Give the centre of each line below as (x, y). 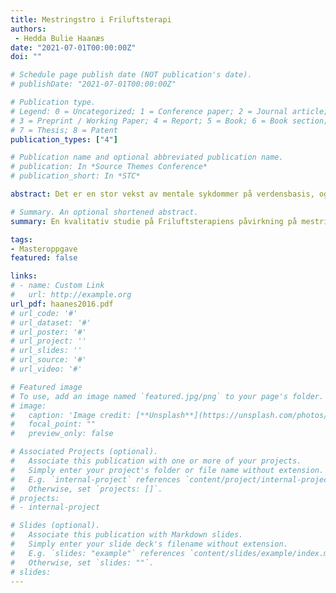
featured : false (44, 258)
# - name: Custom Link (57, 286)
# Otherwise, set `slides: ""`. (82, 562)
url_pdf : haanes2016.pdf (62, 304)
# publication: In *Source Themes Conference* (109, 167)
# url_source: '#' (48, 360)
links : (24, 276)
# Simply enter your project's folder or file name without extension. (167, 470)
